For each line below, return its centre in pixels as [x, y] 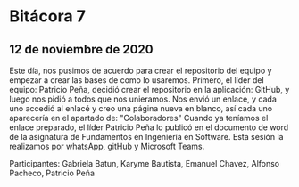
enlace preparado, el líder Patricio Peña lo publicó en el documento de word [149, 127]
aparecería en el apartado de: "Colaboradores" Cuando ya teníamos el [139, 118]
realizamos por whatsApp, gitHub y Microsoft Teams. [107, 146]
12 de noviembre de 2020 [81, 49]
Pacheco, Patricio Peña [52, 173]
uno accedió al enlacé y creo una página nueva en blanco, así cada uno [141, 108]
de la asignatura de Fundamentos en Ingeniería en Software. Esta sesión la [146, 137]
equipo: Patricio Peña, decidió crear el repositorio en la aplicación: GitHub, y [149, 89]
